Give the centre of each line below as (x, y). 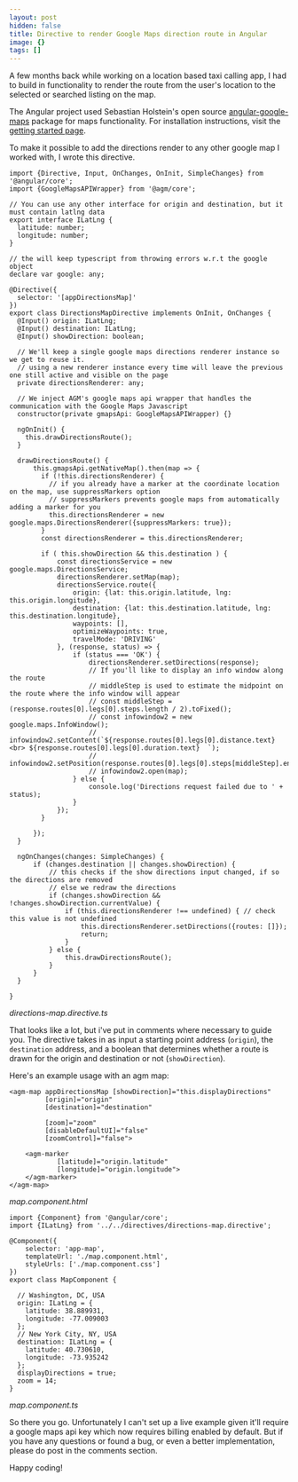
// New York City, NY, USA (67, 1335)
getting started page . (47, 130)
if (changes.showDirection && (105, 896)
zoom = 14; (37, 1381)
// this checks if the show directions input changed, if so (164, 872)
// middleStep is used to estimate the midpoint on (186, 686)
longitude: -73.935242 (67, 1358)
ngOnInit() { (41, 430)
